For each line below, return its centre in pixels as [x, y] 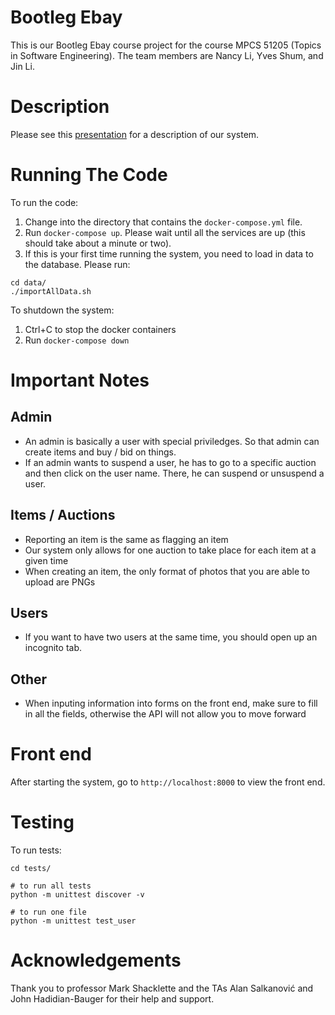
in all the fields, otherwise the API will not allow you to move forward [165, 714]
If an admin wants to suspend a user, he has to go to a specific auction [170, 462]
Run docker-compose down [77, 340]
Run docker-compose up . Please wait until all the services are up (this [165, 232]
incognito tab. [53, 648]
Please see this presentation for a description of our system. [135, 134]
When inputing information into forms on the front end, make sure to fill [171, 703]
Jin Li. [22, 66]
